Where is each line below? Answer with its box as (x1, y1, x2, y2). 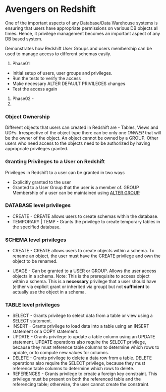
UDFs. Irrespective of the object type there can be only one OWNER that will (5, 130, 161, 136)
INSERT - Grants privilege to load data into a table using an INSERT (12, 323, 150, 329)
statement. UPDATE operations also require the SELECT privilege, (12, 339, 147, 345)
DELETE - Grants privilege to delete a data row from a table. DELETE (12, 355, 152, 361)
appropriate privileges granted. (5, 146, 68, 152)
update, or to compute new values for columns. (12, 350, 109, 356)
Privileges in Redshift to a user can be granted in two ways (5, 169, 125, 175)
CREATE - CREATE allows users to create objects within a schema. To (12, 248, 155, 254)
